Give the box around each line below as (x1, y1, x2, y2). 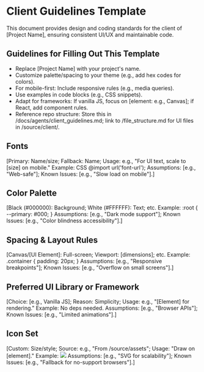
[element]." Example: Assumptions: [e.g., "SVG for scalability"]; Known (6, 352, 192, 359)
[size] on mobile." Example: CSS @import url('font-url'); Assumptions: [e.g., (6, 164, 196, 171)
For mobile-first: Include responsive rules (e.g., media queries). (15, 84, 175, 92)
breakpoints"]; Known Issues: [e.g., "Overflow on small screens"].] (6, 264, 174, 271)
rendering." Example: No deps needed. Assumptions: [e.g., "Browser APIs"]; (6, 304, 198, 312)
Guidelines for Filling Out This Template (6, 49, 160, 59)
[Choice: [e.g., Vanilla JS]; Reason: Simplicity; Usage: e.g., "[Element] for (6, 298, 190, 305)
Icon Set (6, 329, 38, 339)
